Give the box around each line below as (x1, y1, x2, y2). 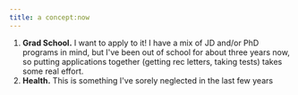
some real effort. (21, 66, 84, 76)
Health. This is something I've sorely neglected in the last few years (21, 75, 274, 85)
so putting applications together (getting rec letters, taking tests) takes (21, 56, 283, 67)
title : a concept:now (9, 12, 90, 22)
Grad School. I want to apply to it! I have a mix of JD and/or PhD (21, 37, 260, 48)
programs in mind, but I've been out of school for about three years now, (21, 46, 291, 58)
